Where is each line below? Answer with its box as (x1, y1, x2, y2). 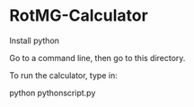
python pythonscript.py (9, 87, 96, 98)
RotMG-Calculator (9, 5, 148, 26)
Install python (9, 35, 60, 46)
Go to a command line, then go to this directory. (9, 52, 186, 63)
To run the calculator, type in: (9, 69, 119, 81)
